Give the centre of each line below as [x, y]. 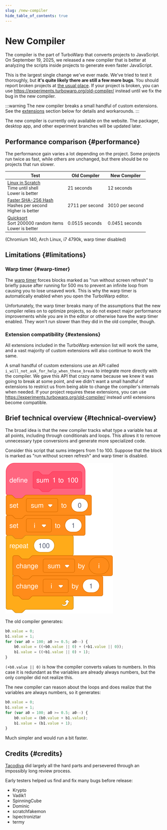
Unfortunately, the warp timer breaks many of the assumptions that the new [83, 305]
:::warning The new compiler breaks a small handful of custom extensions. [82, 106]
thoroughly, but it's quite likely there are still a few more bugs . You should [82, 80]
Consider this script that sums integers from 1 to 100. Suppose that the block [84, 450]
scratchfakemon [29, 812]
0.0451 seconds [125, 223]
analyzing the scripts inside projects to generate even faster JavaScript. [79, 65]
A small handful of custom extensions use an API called [62, 365]
